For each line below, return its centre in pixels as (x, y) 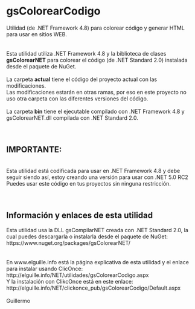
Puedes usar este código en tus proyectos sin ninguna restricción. (88, 183)
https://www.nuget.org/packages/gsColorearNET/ (69, 242)
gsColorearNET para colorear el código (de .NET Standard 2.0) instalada (97, 60)
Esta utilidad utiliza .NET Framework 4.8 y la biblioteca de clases (86, 53)
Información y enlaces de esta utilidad (79, 216)
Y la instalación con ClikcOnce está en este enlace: (70, 281)
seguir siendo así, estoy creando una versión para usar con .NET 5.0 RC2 (97, 177)
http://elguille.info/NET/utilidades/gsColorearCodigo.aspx (78, 275)
